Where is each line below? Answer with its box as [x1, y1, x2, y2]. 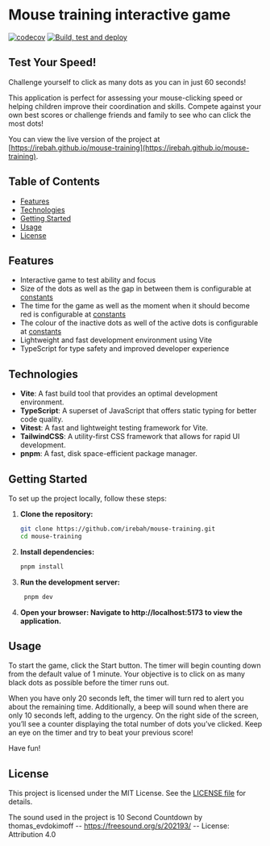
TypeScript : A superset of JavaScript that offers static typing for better [19, 406, 257, 416]
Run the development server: [19, 577, 121, 587]
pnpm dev [23, 593, 54, 601]
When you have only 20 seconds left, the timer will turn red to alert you [8, 693, 244, 703]
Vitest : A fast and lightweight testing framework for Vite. [19, 423, 208, 433]
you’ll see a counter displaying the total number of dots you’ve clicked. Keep [8, 719, 263, 729]
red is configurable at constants [19, 309, 127, 320]
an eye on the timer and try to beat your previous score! [8, 728, 193, 738]
